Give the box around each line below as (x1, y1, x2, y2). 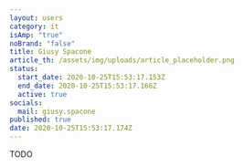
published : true (9, 115, 71, 124)
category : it (9, 22, 59, 31)
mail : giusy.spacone (17, 107, 96, 116)
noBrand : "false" (9, 38, 76, 48)
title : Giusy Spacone (9, 47, 92, 57)
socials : (9, 98, 43, 108)
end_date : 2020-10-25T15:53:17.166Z (17, 81, 157, 90)
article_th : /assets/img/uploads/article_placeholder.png (9, 56, 235, 65)
